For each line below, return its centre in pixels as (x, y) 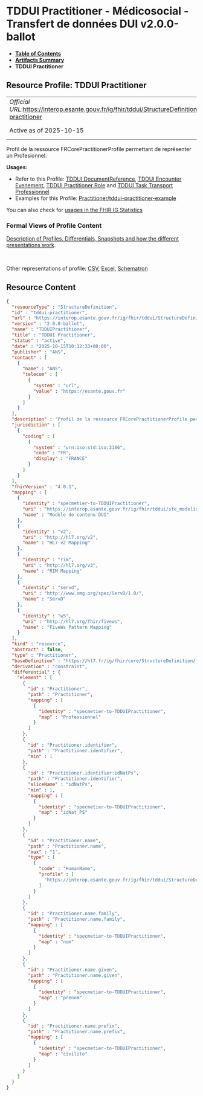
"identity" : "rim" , (48, 560)
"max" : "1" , (44, 852)
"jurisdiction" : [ (36, 425)
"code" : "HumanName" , (67, 869)
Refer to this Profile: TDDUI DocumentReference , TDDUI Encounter (98, 179)
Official (20, 102)
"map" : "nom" (56, 942)
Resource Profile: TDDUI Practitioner (76, 85)
